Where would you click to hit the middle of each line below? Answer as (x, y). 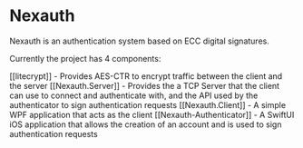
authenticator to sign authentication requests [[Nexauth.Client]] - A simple (148, 104)
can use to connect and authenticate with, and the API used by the (134, 95)
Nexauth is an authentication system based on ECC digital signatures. (139, 41)
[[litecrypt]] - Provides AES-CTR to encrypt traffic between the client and (146, 76)
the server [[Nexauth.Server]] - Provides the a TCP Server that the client (144, 85)
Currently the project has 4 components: (85, 58)
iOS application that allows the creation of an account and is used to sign (146, 124)
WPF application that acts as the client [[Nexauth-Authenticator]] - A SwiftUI (152, 114)
